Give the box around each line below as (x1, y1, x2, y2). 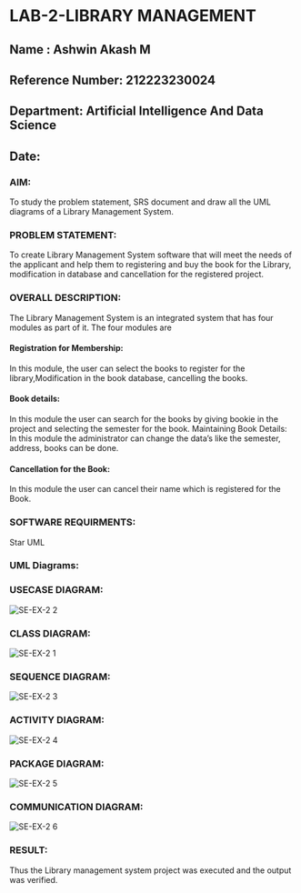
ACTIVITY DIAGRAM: (9, 714, 105, 727)
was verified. (9, 874, 58, 885)
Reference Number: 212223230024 (9, 72, 216, 87)
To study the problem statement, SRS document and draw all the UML (9, 196, 271, 207)
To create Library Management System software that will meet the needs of (9, 249, 293, 260)
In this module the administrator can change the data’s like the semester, (9, 433, 281, 444)
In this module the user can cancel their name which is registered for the (9, 484, 281, 495)
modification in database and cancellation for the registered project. (9, 269, 265, 280)
